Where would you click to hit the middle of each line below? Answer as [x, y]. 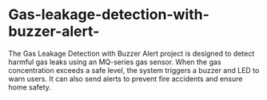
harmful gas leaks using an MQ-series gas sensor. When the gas [115, 62]
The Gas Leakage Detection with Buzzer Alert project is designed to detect [132, 53]
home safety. [30, 87]
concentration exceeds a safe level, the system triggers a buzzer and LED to [134, 70]
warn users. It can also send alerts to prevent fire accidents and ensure [126, 79]
